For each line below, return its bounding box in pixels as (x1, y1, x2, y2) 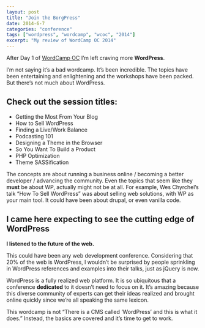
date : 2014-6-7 (6, 20, 45, 26)
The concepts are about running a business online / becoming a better (6, 170, 184, 177)
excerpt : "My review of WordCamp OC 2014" (6, 37, 116, 43)
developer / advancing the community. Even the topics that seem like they (6, 177, 193, 184)
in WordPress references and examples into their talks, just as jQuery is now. (6, 264, 199, 272)
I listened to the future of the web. (6, 240, 95, 247)
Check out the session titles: (6, 97, 118, 107)
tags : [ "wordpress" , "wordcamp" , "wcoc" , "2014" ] (6, 32, 136, 38)
